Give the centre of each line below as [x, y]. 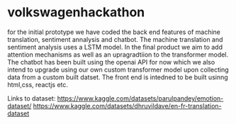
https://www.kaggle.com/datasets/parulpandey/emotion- [140, 98]
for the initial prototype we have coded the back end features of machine [114, 32]
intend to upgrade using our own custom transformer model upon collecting [118, 69]
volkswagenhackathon [76, 12]
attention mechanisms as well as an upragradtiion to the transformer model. [118, 55]
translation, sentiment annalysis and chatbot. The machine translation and [115, 39]
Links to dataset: [32, 98]
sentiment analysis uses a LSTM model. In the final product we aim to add [115, 47]
